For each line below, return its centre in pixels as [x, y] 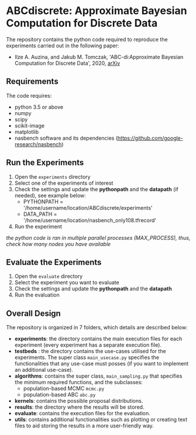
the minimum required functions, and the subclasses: [79, 382]
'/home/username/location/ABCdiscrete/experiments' [88, 208]
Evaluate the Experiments [54, 262]
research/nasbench [38, 144]
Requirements [32, 82]
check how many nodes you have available [59, 244]
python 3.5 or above [39, 107]
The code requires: [29, 95]
